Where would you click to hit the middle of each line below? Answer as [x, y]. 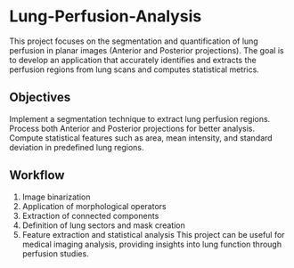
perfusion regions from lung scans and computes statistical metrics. [135, 69]
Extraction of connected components [90, 215]
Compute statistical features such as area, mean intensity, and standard [141, 138]
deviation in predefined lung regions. [77, 147]
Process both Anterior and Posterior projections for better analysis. [132, 128]
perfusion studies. [55, 253]
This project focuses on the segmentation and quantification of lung [134, 41]
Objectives [40, 97]
